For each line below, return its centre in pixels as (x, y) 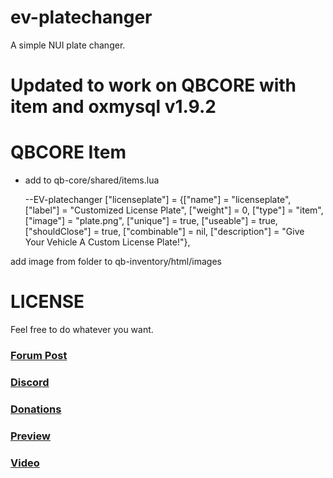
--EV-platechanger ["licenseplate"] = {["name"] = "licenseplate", (158, 200)
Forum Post (39, 355)
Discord (30, 382)
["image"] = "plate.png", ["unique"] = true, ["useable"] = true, (151, 221)
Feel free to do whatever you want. (82, 329)
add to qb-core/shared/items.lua (92, 180)
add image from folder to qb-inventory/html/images (116, 262)
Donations (36, 409)
